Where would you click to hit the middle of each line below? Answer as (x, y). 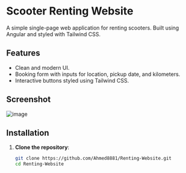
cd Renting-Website (39, 164)
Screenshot (29, 100)
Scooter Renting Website (70, 11)
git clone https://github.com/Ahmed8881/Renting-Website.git (93, 159)
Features (23, 53)
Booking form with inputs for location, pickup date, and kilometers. (98, 74)
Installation (28, 133)
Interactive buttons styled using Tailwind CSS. (72, 80)
